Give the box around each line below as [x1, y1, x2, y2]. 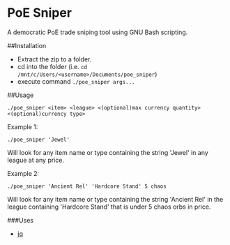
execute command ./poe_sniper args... [17, 77, 135, 85]
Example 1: [7, 122, 38, 131]
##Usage [7, 91, 34, 99]
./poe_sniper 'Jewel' [7, 136, 70, 143]
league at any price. [7, 156, 65, 164]
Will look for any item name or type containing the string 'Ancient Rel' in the [7, 195, 224, 203]
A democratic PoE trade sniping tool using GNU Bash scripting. [7, 28, 188, 36]
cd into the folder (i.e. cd [17, 62, 88, 70]
